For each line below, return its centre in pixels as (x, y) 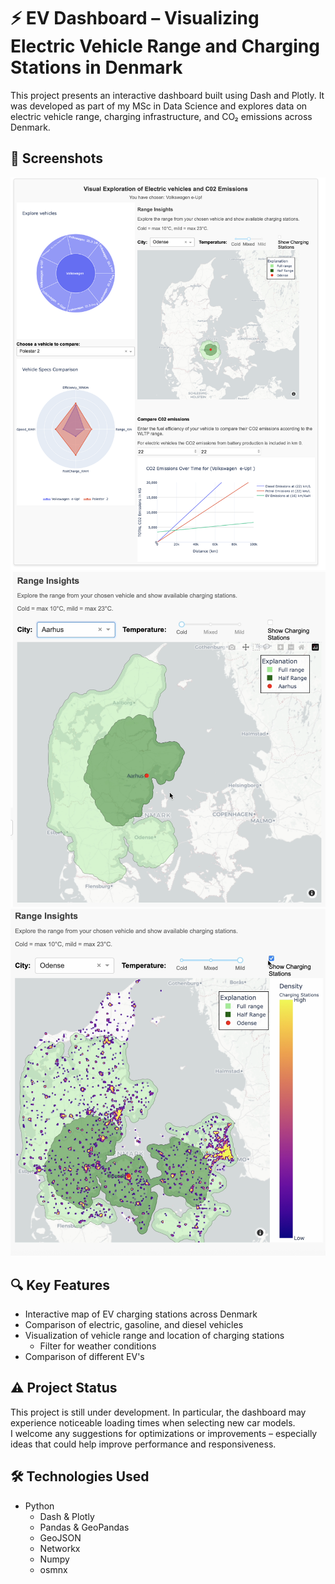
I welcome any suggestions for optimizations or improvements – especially (164, 1433)
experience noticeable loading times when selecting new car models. (153, 1422)
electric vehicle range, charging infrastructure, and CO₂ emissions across (161, 116)
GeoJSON (60, 1537)
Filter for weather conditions (98, 1346)
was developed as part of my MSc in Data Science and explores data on (159, 106)
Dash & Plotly (67, 1516)
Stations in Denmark (96, 67)
